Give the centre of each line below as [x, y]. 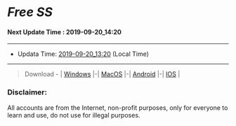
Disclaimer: [27, 92]
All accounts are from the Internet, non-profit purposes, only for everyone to [118, 107]
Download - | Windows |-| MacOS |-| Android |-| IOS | [102, 74]
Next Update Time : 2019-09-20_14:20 [64, 31]
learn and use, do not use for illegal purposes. [74, 115]
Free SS [30, 12]
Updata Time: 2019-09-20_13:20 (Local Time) [83, 54]
